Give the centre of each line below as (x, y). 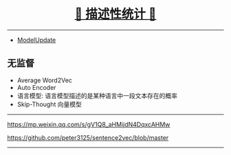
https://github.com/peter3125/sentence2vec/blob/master (88, 137)
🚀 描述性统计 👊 (115, 14)
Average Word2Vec (44, 80)
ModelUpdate (36, 40)
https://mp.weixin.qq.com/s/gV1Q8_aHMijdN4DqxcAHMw (89, 124)
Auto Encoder (36, 87)
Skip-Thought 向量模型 (49, 104)
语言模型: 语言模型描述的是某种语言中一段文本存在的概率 (97, 95)
